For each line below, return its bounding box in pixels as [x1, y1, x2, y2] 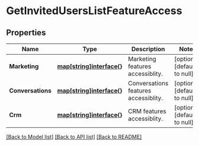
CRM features [128, 107, 167, 115]
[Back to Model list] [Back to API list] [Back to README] [6, 134, 142, 140]
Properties [6, 28, 46, 38]
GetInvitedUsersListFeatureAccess [6, 4, 182, 18]
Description [131, 45, 165, 53]
